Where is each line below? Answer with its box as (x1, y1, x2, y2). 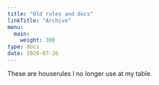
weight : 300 (20, 37, 55, 44)
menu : (7, 23, 23, 30)
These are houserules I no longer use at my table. (7, 69, 153, 78)
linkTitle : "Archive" (7, 17, 72, 24)
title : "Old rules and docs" (7, 10, 94, 18)
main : (13, 30, 31, 38)
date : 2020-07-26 (7, 50, 59, 57)
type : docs (7, 43, 40, 50)
